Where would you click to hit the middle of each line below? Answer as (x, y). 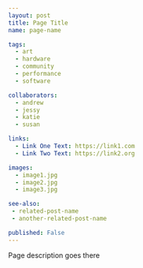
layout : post (29, 15)
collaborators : (33, 95)
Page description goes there (54, 255)
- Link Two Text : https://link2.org (75, 153)
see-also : (24, 204)
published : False (37, 233)
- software (33, 81)
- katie (28, 117)
